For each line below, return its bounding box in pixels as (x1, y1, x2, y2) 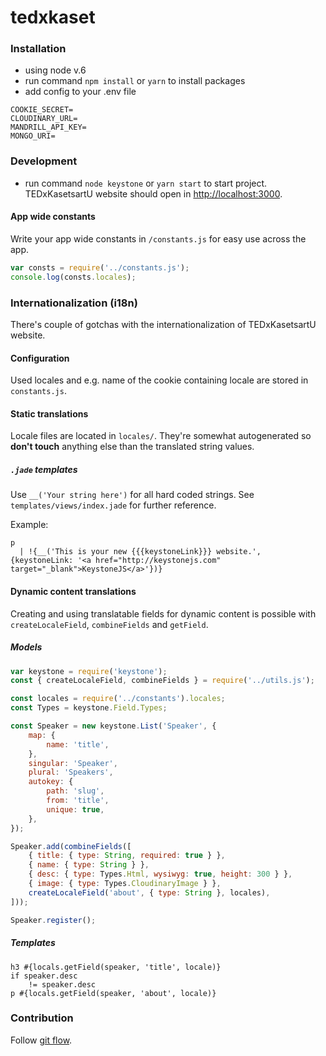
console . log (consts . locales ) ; (10, 272, 137, 282)
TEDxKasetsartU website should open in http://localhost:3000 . (24, 187, 283, 200)
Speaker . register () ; (10, 915, 97, 925)
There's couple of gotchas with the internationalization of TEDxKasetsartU (10, 319, 317, 331)
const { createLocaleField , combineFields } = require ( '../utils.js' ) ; (10, 676, 315, 686)
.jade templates (10, 464, 78, 476)
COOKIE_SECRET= (10, 105, 74, 115)
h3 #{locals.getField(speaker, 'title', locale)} (10, 962, 222, 972)
